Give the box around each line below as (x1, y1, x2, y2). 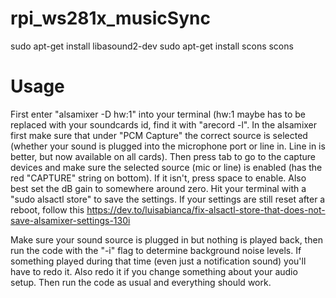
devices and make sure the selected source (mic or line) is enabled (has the (10, 161, 323, 173)
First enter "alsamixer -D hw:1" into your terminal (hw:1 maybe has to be (10, 108, 306, 120)
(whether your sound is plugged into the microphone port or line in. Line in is (10, 140, 326, 152)
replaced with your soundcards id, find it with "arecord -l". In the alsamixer (10, 118, 318, 131)
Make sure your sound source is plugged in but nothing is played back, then (10, 233, 323, 246)
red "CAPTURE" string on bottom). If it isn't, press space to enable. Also (10, 172, 307, 184)
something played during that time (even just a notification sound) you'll (10, 255, 307, 267)
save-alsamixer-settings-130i (10, 214, 131, 226)
